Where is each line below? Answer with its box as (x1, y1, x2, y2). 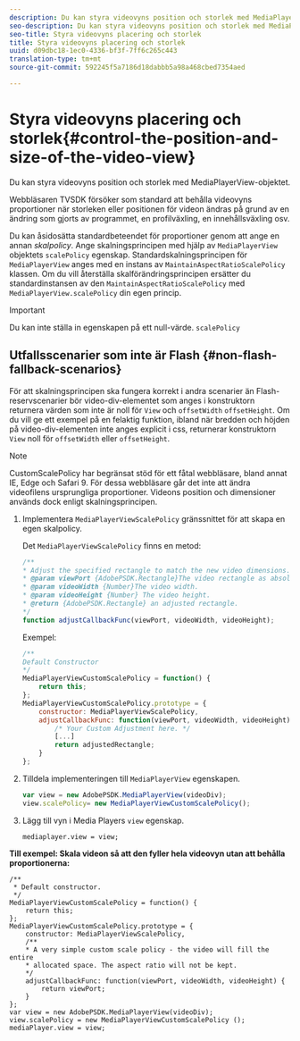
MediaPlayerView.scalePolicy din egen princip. (9, 287, 182, 298)
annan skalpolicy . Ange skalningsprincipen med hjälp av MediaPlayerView (9, 239, 279, 250)
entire (9, 953, 34, 961)
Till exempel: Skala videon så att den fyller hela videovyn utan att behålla (9, 848, 286, 859)
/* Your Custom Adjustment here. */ (54, 724, 191, 733)
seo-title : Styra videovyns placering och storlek (9, 29, 202, 38)
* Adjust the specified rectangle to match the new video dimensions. (21, 566, 291, 575)
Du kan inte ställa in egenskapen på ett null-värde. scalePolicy (9, 322, 241, 332)
